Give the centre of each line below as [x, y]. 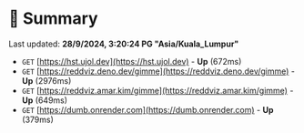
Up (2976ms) [46, 80]
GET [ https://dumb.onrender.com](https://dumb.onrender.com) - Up [147, 109]
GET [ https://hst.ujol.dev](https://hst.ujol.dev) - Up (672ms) [132, 61]
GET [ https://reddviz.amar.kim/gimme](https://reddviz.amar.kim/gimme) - [157, 90]
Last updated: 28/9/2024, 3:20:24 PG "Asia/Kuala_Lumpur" [124, 44]
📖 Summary [53, 19]
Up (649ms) [45, 100]
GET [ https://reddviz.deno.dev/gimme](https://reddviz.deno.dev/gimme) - [158, 71]
